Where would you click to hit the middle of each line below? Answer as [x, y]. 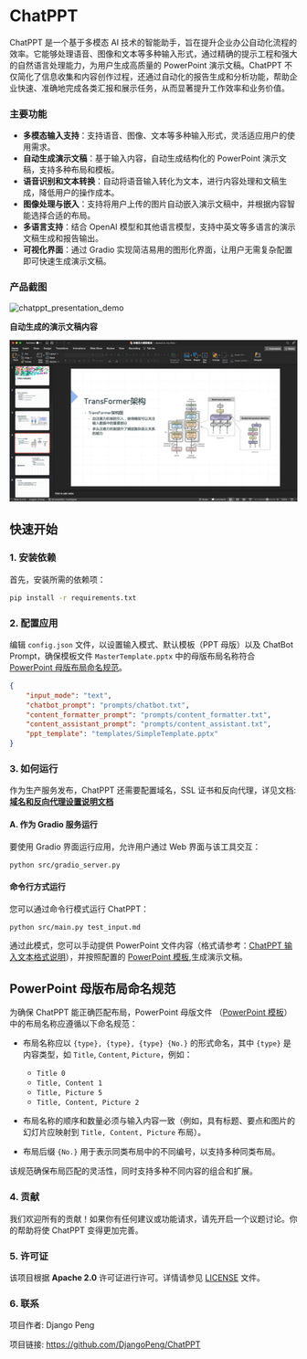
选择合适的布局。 [63, 216]
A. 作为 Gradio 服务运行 [53, 824]
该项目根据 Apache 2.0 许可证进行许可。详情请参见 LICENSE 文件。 [137, 1277]
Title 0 [51, 1074]
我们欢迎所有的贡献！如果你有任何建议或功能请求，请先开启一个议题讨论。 [149, 1218]
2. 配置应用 [34, 623]
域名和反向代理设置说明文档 [62, 802]
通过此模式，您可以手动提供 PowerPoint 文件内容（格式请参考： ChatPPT [146, 945]
